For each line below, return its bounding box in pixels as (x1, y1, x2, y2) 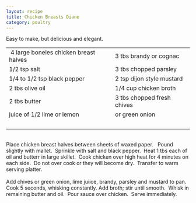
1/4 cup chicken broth (114, 84, 176, 92)
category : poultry (6, 19, 51, 25)
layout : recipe (6, 8, 43, 15)
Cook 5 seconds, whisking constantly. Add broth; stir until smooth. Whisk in (6, 184, 190, 191)
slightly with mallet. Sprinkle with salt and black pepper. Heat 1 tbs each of (6, 147, 188, 155)
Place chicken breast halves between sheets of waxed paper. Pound (6, 141, 173, 148)
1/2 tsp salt (9, 65, 41, 73)
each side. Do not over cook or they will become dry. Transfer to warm (6, 160, 179, 167)
